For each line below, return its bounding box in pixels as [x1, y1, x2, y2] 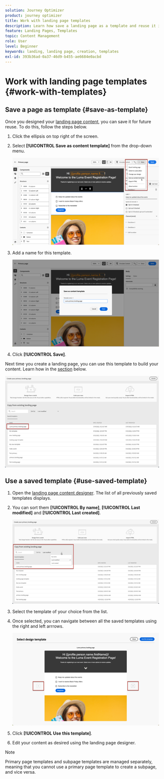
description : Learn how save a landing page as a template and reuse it [5, 23, 156, 28]
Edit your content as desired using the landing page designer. [12, 740, 136, 746]
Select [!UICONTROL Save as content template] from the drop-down [12, 143, 152, 148]
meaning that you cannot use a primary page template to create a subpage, [5, 764, 157, 770]
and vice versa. [5, 769, 36, 775]
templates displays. [12, 495, 51, 501]
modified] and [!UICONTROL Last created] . [12, 510, 101, 515]
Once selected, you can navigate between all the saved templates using [12, 618, 157, 624]
